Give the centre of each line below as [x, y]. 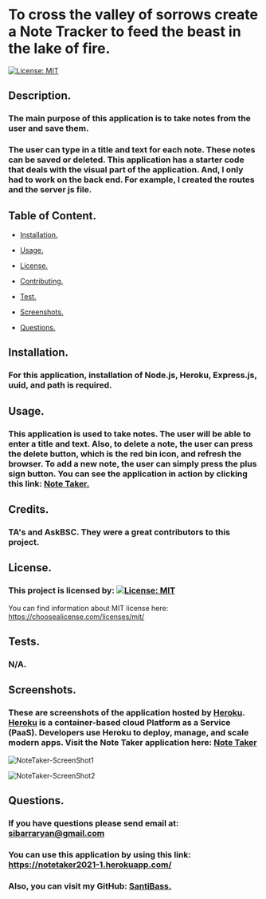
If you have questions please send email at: [94, 823]
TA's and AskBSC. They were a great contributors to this [119, 532]
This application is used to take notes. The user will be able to [130, 434]
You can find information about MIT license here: [88, 608]
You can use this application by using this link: [100, 854]
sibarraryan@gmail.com [57, 833]
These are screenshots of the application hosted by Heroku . [127, 713]
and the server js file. [50, 190]
